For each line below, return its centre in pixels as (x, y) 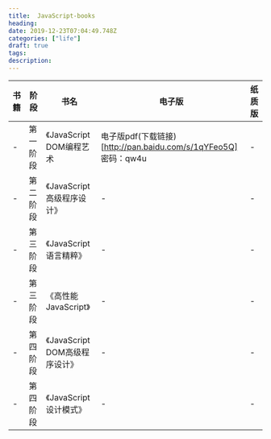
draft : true (28, 46)
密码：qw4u (123, 158)
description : (30, 61)
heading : (23, 23)
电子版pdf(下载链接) (139, 136)
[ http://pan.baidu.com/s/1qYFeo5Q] (169, 147)
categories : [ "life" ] (45, 38)
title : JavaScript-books (52, 16)
